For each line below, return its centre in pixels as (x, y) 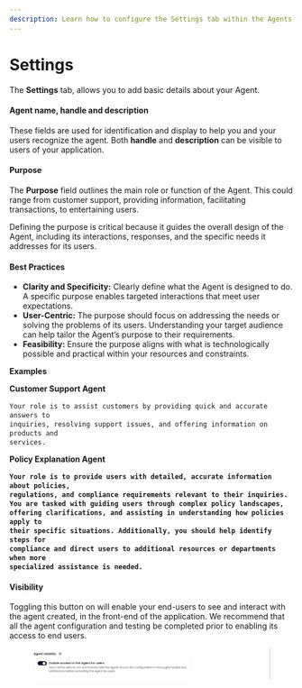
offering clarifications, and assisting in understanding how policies (146, 513)
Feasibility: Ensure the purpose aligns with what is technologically (146, 344)
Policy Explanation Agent (57, 459)
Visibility (26, 587)
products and (34, 434)
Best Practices (37, 267)
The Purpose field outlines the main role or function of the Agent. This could (151, 190)
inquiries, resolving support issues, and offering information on (139, 425)
